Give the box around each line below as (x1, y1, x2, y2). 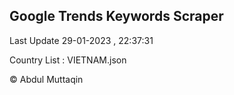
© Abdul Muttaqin (9, 73, 84, 85)
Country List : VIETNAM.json (9, 54, 127, 66)
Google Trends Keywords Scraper (9, 8, 224, 25)
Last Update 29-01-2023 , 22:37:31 (9, 34, 154, 46)
